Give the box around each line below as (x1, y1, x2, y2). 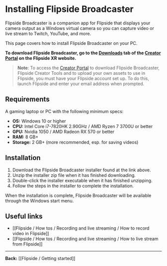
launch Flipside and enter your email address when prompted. (17, 81, 145, 87)
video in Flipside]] (12, 231, 49, 237)
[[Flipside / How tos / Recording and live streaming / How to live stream (12, 236, 159, 242)
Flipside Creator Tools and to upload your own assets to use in (17, 70, 146, 76)
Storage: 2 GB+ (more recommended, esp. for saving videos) (12, 139, 139, 145)
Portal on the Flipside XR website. (5, 55, 77, 61)
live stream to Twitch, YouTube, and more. (5, 30, 91, 36)
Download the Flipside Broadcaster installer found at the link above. (12, 167, 151, 173)
